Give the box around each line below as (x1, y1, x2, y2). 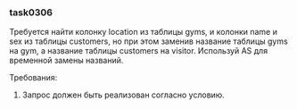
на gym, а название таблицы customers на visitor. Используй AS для (9, 46, 268, 56)
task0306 (9, 6, 54, 19)
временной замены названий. (9, 55, 124, 66)
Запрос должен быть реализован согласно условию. (21, 89, 225, 100)
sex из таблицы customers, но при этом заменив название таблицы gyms (9, 36, 288, 46)
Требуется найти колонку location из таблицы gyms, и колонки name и (9, 27, 278, 38)
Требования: (9, 72, 58, 83)
